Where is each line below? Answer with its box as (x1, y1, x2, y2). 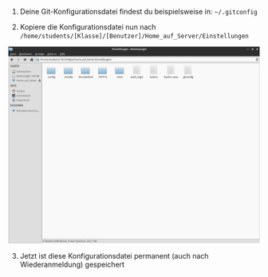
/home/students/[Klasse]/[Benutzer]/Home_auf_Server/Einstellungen (19, 32, 249, 40)
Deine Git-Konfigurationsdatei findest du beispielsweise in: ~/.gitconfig (19, 7, 258, 16)
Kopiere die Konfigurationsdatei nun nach (19, 22, 157, 31)
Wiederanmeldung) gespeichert (19, 259, 125, 269)
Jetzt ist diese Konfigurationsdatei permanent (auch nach (19, 251, 209, 260)
